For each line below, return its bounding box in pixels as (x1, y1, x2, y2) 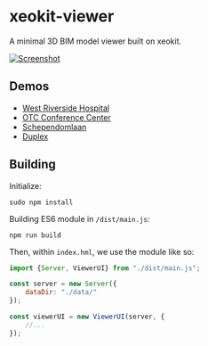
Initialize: (9, 180, 42, 191)
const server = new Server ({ (9, 279, 117, 289)
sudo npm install (9, 198, 74, 207)
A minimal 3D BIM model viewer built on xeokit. (9, 36, 182, 46)
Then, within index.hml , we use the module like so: (9, 246, 195, 257)
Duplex (21, 131, 49, 142)
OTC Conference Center (21, 111, 111, 122)
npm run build (9, 230, 62, 240)
